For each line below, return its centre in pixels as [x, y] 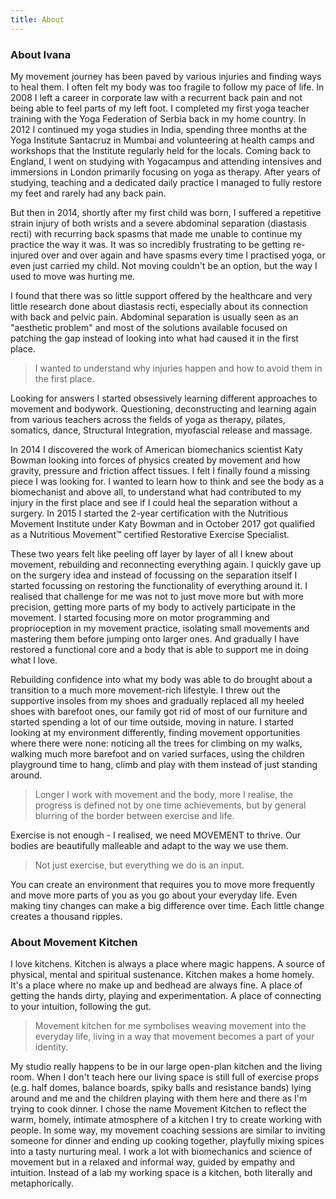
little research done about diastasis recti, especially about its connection [159, 306]
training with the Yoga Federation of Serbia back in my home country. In [158, 118]
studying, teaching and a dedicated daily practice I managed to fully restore [166, 182]
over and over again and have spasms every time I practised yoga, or [183, 255]
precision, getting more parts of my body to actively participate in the [153, 607]
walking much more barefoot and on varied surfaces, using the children [157, 753]
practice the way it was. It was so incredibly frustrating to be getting [150, 244]
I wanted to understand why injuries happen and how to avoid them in [178, 368]
